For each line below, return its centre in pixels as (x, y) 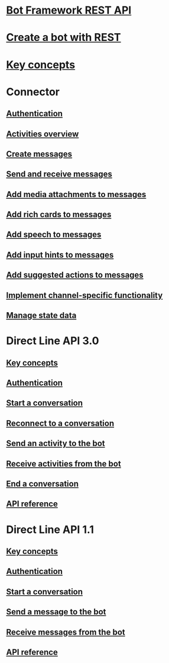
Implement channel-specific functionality (84, 295)
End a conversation (42, 483)
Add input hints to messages (60, 255)
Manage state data (41, 315)
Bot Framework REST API (69, 10)
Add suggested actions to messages (75, 275)
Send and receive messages (59, 174)
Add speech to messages (54, 235)
